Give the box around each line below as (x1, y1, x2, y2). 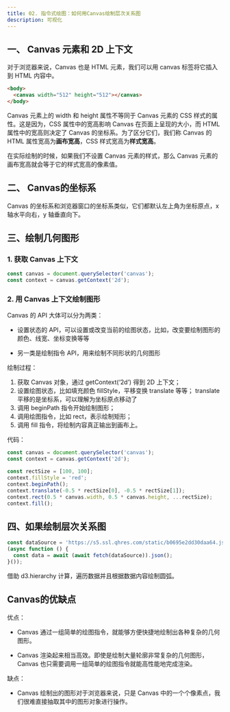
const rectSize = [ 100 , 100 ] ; (7, 468, 94, 475)
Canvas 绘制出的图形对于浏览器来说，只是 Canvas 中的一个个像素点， (16, 689, 215, 697)
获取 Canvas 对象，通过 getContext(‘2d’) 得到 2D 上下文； (16, 378, 181, 386)
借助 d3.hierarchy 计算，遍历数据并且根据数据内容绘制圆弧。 (7, 571, 178, 580)
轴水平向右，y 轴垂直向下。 (7, 210, 84, 218)
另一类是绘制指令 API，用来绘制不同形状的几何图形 (16, 349, 161, 357)
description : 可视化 (7, 16, 63, 23)
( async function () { (7, 546, 69, 553)
